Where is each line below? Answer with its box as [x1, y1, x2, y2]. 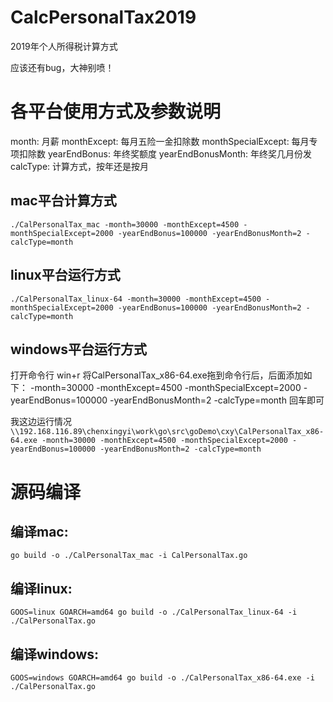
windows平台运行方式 [10, 341, 148, 358]
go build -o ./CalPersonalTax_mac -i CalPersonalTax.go [10, 551, 248, 561]
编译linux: [10, 580, 73, 597]
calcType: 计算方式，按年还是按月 [10, 160, 150, 172]
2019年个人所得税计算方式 [10, 40, 118, 52]
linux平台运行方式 [10, 267, 121, 284]
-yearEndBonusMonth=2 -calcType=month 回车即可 [109, 394, 325, 406]
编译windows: [10, 646, 100, 663]
